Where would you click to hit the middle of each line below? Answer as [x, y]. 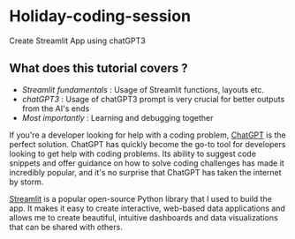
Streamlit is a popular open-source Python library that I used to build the [140, 198]
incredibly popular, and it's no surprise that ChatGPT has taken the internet [145, 172]
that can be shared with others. [66, 227]
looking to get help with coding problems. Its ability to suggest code [132, 153]
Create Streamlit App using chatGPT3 [77, 41]
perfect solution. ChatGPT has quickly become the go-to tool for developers [147, 144]
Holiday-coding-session [100, 16]
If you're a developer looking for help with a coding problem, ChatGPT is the [148, 135]
